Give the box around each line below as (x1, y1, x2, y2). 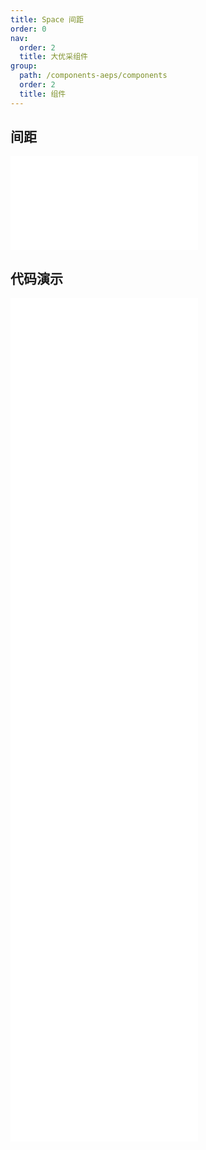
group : (10, 61, 38, 71)
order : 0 (10, 24, 47, 34)
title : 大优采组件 (19, 52, 88, 62)
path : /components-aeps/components (19, 71, 168, 81)
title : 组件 (19, 89, 67, 99)
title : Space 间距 (10, 14, 84, 25)
